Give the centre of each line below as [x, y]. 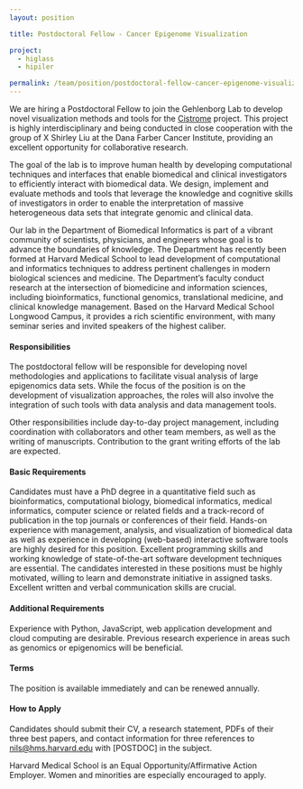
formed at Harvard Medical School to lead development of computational [145, 259]
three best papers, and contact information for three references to [132, 739]
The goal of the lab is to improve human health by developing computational [151, 165]
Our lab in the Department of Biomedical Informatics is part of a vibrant [141, 230]
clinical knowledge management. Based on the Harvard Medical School [142, 307]
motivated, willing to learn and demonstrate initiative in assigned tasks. [141, 578]
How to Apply [35, 709]
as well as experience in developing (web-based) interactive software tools [149, 540]
